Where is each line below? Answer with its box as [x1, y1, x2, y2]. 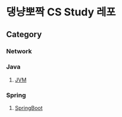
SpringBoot [14, 105, 43, 112]
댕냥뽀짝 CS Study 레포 [6, 5, 116, 19]
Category [6, 29, 42, 39]
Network [6, 47, 32, 55]
